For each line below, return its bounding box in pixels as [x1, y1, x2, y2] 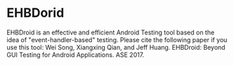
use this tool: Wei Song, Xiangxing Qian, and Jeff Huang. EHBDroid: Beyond [6, 43, 226, 51]
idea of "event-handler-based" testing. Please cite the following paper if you [6, 35, 228, 44]
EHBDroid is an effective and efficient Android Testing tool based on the [6, 28, 215, 37]
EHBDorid [6, 5, 65, 21]
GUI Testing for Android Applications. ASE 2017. [6, 51, 145, 59]
